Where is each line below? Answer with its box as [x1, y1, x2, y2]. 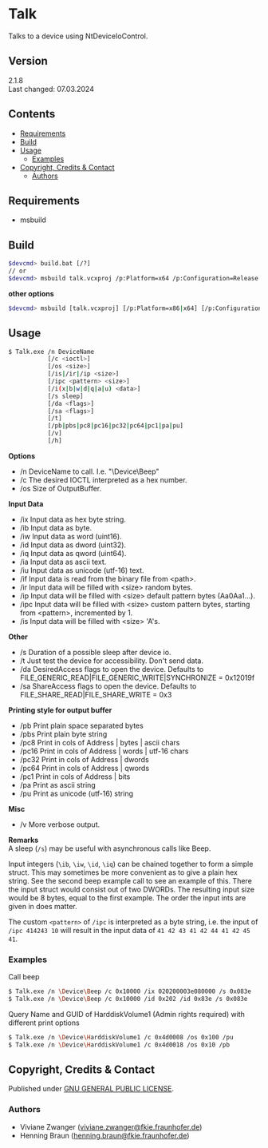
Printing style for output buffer [8, 705, 112, 715]
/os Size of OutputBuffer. [19, 483, 102, 493]
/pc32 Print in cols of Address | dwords [19, 754, 149, 764]
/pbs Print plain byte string [19, 729, 108, 739]
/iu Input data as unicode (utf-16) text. [19, 565, 145, 575]
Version [8, 54, 48, 68]
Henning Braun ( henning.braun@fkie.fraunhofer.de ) [19, 1130, 190, 1140]
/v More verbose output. [19, 820, 100, 829]
